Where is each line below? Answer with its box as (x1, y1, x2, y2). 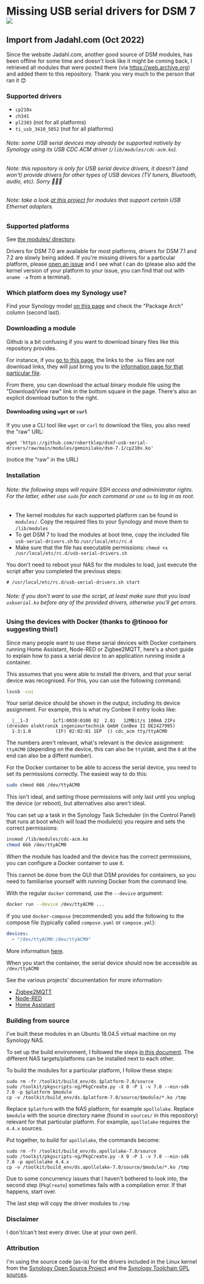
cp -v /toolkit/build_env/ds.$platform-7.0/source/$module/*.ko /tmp (6, 1094, 187, 1101)
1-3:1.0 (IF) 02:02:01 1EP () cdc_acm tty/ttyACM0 (12, 729, 167, 735)
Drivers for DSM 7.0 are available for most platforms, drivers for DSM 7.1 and (6, 248, 197, 255)
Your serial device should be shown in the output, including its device (6, 699, 181, 707)
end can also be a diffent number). (6, 752, 93, 760)
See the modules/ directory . (6, 236, 76, 243)
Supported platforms (6, 221, 70, 230)
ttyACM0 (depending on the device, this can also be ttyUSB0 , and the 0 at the (6, 746, 197, 753)
